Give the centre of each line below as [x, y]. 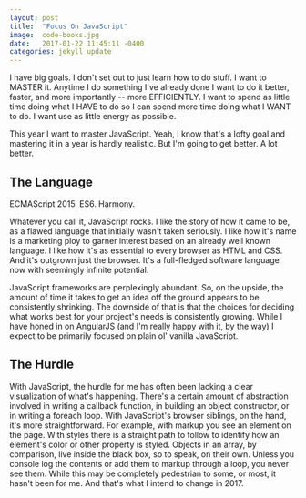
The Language [51, 182]
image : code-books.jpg [55, 35]
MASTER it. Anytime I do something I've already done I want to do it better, [149, 87]
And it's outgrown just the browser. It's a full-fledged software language [144, 259]
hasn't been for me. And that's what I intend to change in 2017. [127, 483]
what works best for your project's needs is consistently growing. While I [146, 316]
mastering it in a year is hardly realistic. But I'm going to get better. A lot [143, 144]
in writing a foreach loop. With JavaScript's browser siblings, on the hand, [148, 415]
